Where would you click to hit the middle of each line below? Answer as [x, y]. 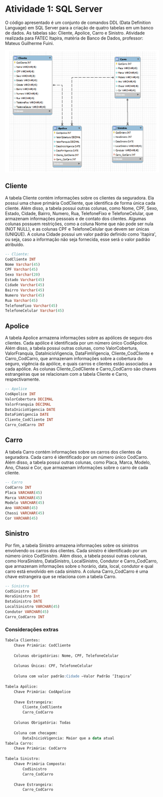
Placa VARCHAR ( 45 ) [24, 493]
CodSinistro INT [21, 591]
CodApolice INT [20, 394]
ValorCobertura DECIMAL [29, 399]
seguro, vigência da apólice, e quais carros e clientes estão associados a [79, 364]
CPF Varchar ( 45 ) [21, 270]
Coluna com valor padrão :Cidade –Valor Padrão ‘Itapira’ [73, 676]
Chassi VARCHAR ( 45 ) [25, 513]
